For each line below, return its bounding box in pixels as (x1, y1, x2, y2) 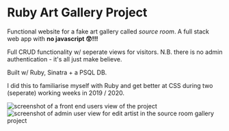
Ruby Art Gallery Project (7, 5, 148, 20)
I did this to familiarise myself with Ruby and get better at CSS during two (7, 81, 213, 89)
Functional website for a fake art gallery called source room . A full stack (7, 27, 210, 35)
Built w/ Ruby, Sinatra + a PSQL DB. (7, 68, 107, 76)
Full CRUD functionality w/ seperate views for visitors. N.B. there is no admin (7, 48, 223, 56)
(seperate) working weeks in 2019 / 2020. (7, 89, 125, 97)
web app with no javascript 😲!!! (7, 34, 98, 42)
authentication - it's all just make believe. (7, 55, 122, 63)
